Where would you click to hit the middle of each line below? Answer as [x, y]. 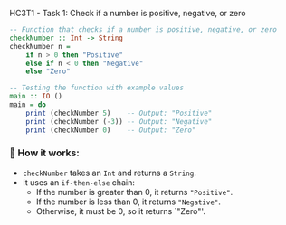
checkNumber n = [40, 46]
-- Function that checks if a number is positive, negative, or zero [143, 30]
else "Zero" [48, 71]
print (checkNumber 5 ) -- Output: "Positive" [119, 113]
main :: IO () [36, 97]
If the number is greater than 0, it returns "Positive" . [134, 192]
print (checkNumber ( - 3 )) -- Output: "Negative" [119, 121]
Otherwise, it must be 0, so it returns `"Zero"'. [121, 211]
